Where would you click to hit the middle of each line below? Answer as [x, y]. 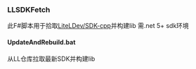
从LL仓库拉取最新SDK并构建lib [51, 59]
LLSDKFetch [29, 10]
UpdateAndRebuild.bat [41, 42]
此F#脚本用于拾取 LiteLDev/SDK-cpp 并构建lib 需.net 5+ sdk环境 [98, 26]
